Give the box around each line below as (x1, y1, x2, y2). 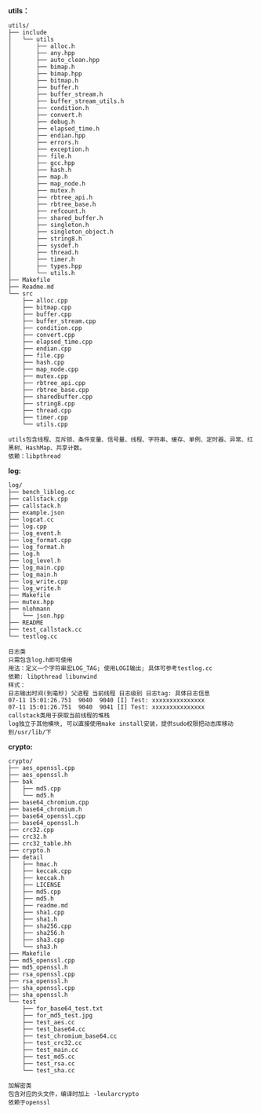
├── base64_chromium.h (8, 805, 82, 813)
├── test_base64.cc (22, 1025, 86, 1033)
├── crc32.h (8, 833, 47, 841)
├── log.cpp (8, 522, 47, 530)
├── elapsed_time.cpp (22, 338, 92, 346)
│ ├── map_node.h (8, 180, 86, 188)
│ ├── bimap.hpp (8, 70, 82, 78)
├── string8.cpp (22, 400, 76, 408)
